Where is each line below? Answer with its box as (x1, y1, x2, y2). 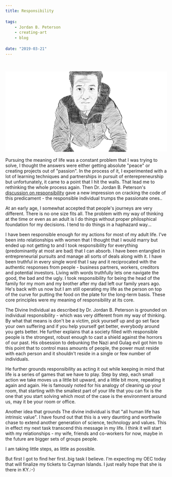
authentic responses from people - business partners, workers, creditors (5, 264, 159, 271)
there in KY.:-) (5, 467, 35, 473)
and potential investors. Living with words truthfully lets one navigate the (5, 270, 159, 276)
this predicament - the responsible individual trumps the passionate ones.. (5, 195, 163, 201)
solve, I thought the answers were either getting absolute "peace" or (5, 162, 150, 169)
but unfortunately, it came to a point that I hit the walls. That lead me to (5, 179, 155, 185)
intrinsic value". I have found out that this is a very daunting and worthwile (5, 414, 162, 421)
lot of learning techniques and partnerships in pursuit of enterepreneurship (5, 174, 164, 180)
